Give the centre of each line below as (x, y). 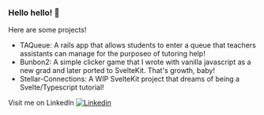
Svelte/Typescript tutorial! (62, 87)
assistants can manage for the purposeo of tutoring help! (112, 54)
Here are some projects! (47, 30)
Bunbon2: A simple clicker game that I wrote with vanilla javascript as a (135, 62)
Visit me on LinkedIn (41, 103)
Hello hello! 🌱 (34, 13)
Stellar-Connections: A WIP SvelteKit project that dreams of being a (129, 79)
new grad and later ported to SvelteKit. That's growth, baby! (117, 71)
